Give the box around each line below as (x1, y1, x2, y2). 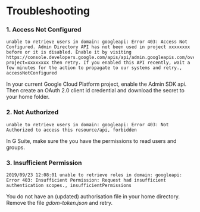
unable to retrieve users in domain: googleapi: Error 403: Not (6, 121, 169, 127)
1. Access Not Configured (6, 26, 82, 34)
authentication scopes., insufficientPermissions (6, 183, 132, 189)
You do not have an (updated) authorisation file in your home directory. (6, 193, 180, 200)
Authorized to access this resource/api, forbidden (6, 127, 137, 133)
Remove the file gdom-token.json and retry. (6, 199, 113, 207)
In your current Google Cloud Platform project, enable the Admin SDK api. (6, 80, 187, 88)
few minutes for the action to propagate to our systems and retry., (6, 65, 183, 71)
